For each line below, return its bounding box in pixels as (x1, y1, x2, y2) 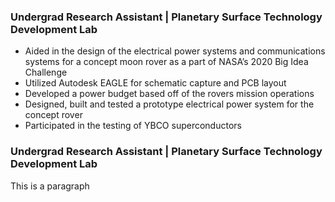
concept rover (24, 109, 83, 121)
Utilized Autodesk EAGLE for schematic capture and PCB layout (24, 77, 287, 89)
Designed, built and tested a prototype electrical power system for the (24, 98, 315, 110)
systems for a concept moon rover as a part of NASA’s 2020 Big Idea (24, 56, 309, 68)
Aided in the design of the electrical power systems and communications (24, 45, 326, 57)
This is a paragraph (10, 180, 90, 192)
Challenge (24, 66, 68, 79)
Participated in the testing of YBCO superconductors (24, 120, 242, 132)
